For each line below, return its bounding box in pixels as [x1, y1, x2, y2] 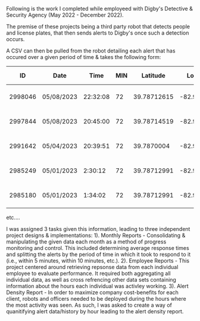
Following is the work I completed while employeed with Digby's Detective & [6, 5, 193, 12]
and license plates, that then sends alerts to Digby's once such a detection [6, 29, 189, 36]
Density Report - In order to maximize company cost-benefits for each [6, 289, 179, 296]
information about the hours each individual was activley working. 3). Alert [6, 283, 189, 289]
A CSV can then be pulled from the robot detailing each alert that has [6, 47, 176, 54]
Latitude [141, 72, 165, 79]
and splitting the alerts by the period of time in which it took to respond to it [6, 251, 191, 258]
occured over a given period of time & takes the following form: [6, 54, 161, 60]
